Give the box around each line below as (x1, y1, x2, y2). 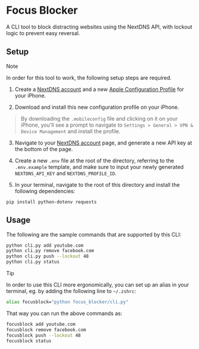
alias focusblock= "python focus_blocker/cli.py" (6, 299, 129, 305)
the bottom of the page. (14, 145, 73, 152)
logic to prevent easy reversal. (6, 29, 80, 36)
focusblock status (6, 338, 52, 344)
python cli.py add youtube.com (6, 242, 84, 249)
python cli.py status (6, 259, 60, 265)
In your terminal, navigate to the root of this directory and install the (14, 181, 180, 188)
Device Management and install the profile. (20, 127, 121, 134)
